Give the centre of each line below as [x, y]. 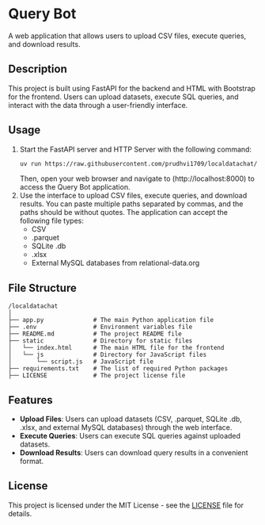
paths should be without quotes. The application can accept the [123, 213]
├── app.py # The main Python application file [111, 320]
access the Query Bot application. [75, 187]
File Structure [42, 287]
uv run [30, 163]
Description [38, 69]
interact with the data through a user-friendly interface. [98, 105]
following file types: [52, 221]
